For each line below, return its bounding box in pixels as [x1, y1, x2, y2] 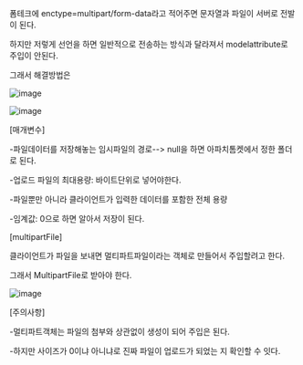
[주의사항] [9, 307, 46, 318]
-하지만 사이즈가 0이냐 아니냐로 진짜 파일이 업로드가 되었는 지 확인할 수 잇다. [9, 346, 281, 356]
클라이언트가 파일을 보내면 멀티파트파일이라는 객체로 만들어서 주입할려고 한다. [9, 250, 286, 261]
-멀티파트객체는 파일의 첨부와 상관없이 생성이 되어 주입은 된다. [9, 327, 230, 337]
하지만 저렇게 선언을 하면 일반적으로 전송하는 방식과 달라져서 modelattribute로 [9, 39, 289, 49]
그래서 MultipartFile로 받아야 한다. [9, 270, 132, 280]
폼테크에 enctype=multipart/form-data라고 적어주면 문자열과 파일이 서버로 [9, 8, 278, 18]
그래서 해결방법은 [9, 69, 71, 80]
